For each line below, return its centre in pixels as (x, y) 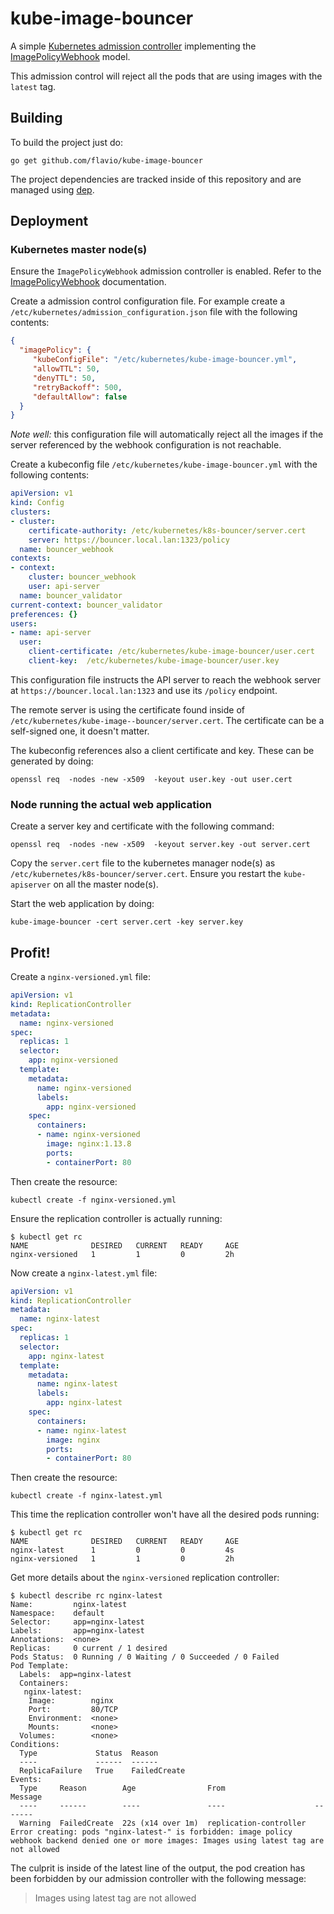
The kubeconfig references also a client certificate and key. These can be (162, 750)
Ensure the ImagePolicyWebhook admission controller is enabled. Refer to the (166, 271)
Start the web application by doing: (82, 904)
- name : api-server (51, 633)
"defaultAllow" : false (80, 397)
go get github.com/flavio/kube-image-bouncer (106, 160)
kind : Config (37, 503)
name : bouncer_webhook (66, 549)
